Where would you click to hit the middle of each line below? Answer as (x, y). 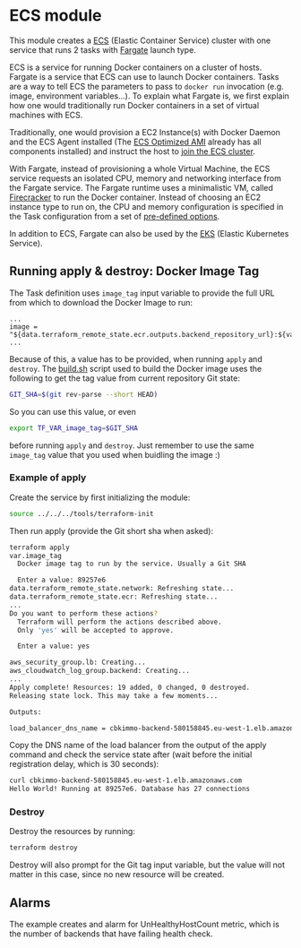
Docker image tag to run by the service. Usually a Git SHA (132, 564)
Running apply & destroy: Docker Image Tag (134, 271)
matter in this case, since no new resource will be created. (117, 875)
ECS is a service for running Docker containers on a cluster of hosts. (136, 67)
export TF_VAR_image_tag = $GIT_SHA (74, 428)
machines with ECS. (46, 115)
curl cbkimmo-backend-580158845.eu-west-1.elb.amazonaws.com (126, 780)
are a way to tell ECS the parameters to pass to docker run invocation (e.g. (146, 86)
